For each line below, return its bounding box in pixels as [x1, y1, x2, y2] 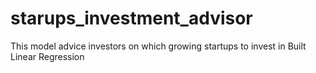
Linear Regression [10, 50, 85, 62]
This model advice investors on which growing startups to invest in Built [10, 40, 307, 52]
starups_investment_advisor [10, 7, 253, 30]
